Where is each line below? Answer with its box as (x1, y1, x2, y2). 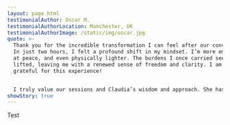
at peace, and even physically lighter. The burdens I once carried (13, 55, 213, 62)
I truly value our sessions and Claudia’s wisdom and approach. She (13, 86, 213, 93)
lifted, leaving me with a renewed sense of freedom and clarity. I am (13, 61, 222, 68)
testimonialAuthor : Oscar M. (7, 16, 90, 23)
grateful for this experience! (13, 67, 103, 74)
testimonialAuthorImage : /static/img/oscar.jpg (7, 29, 146, 36)
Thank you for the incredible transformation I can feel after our (13, 42, 210, 49)
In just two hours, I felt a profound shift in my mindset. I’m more (13, 49, 216, 56)
